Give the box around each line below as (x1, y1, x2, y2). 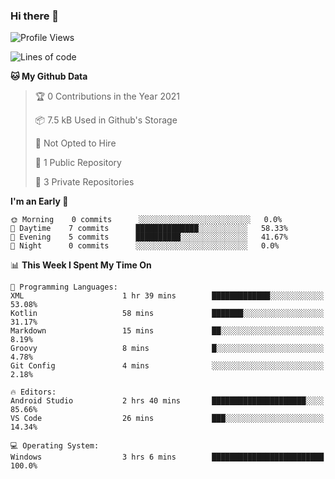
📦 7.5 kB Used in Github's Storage (34, 114, 178, 126)
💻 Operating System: (10, 441, 100, 451)
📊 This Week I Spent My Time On (10, 259, 152, 271)
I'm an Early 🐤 (10, 195, 69, 208)
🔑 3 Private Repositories (34, 176, 135, 188)
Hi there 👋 (10, 9, 60, 23)
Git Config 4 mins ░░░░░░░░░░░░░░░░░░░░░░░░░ (10, 361, 325, 371)
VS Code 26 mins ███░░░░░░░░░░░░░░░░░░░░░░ (10, 414, 325, 424)
